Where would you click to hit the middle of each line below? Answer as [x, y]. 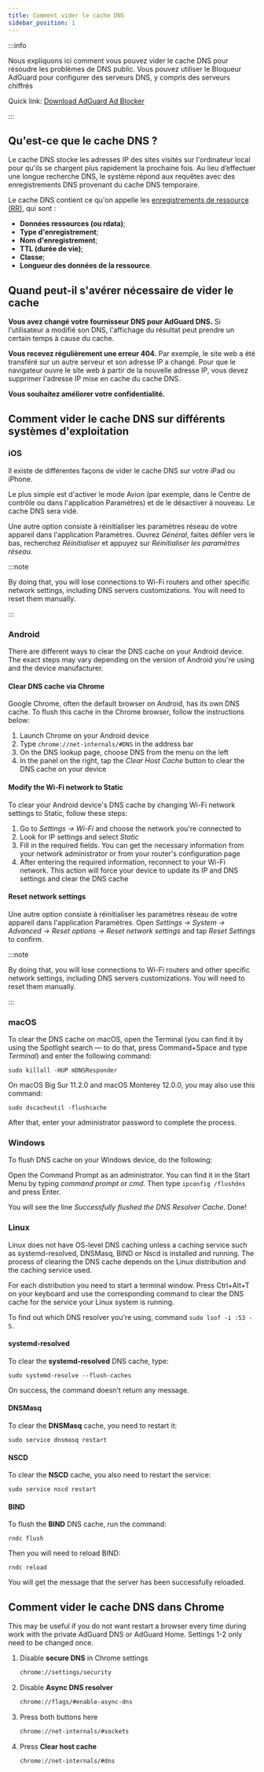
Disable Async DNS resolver [66, 1688]
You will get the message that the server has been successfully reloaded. [127, 1582]
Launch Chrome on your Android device [84, 736]
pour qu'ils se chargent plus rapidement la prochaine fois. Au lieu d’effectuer [132, 168]
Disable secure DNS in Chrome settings [84, 1658]
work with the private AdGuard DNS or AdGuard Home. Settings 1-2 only [125, 1634]
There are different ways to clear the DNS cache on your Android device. [126, 651]
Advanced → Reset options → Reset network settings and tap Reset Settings [132, 931]
